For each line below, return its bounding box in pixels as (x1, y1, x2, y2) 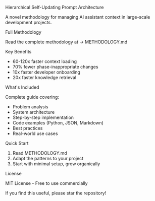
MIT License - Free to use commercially (5, 180, 88, 186)
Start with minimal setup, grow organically (12, 161, 100, 167)
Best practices (12, 125, 43, 131)
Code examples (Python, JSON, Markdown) (12, 120, 104, 125)
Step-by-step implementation (12, 114, 74, 120)
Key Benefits (5, 49, 32, 54)
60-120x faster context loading (12, 58, 77, 64)
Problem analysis (12, 104, 48, 110)
